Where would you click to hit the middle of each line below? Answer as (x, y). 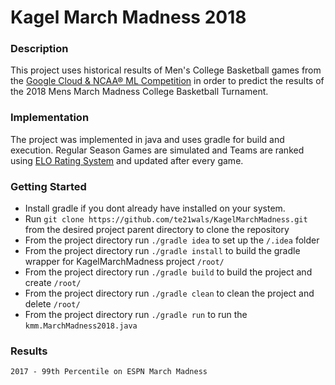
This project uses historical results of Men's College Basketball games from (166, 70)
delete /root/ (52, 304)
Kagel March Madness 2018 (128, 17)
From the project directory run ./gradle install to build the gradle (162, 251)
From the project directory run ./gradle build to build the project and (168, 272)
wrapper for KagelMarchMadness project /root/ (124, 262)
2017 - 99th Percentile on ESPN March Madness (109, 372)
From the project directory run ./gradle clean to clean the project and (169, 293)
